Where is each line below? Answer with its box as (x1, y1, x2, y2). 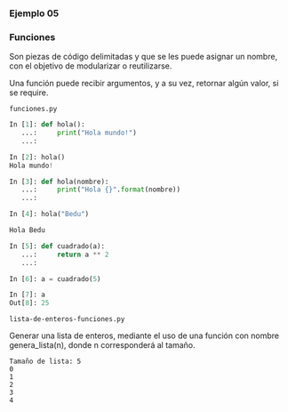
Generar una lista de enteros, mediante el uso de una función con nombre (9, 330, 280, 341)
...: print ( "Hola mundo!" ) (20, 128, 138, 138)
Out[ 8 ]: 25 (9, 299, 50, 308)
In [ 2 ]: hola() (9, 152, 66, 162)
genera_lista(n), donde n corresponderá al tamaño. (9, 340, 196, 351)
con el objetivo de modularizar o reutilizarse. (9, 61, 172, 71)
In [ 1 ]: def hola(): (9, 120, 86, 129)
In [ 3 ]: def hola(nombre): (9, 177, 109, 186)
